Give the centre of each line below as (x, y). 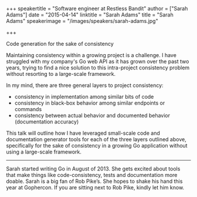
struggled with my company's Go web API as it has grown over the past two (98, 61)
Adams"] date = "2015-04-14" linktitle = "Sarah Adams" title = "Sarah (90, 15)
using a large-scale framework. (44, 152)
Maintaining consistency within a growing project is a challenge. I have (91, 55)
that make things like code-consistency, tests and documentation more (92, 175)
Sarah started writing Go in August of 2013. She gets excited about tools (93, 169)
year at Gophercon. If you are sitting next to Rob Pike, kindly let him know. (95, 187)
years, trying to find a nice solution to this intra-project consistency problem (98, 68)
